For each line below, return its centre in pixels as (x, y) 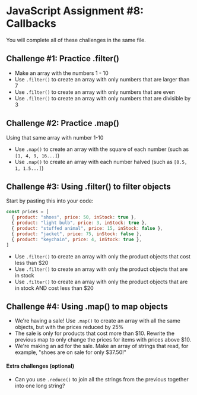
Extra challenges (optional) (40, 366)
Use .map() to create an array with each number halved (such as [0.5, (101, 162)
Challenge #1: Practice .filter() (63, 59)
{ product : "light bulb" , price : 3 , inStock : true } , (79, 223)
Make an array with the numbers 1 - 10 (61, 73)
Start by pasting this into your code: (50, 201)
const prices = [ (28, 212)
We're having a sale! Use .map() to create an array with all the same (98, 321)
